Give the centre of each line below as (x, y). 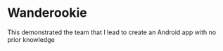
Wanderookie (47, 13)
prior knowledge (31, 39)
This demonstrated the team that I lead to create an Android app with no (112, 32)
